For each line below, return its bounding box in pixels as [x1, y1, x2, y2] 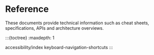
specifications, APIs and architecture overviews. [5, 25, 104, 31]
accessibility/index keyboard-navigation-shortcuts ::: [5, 44, 113, 50]
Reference [5, 3, 49, 15]
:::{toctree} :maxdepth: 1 [5, 35, 55, 41]
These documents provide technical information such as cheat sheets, [5, 20, 150, 26]
